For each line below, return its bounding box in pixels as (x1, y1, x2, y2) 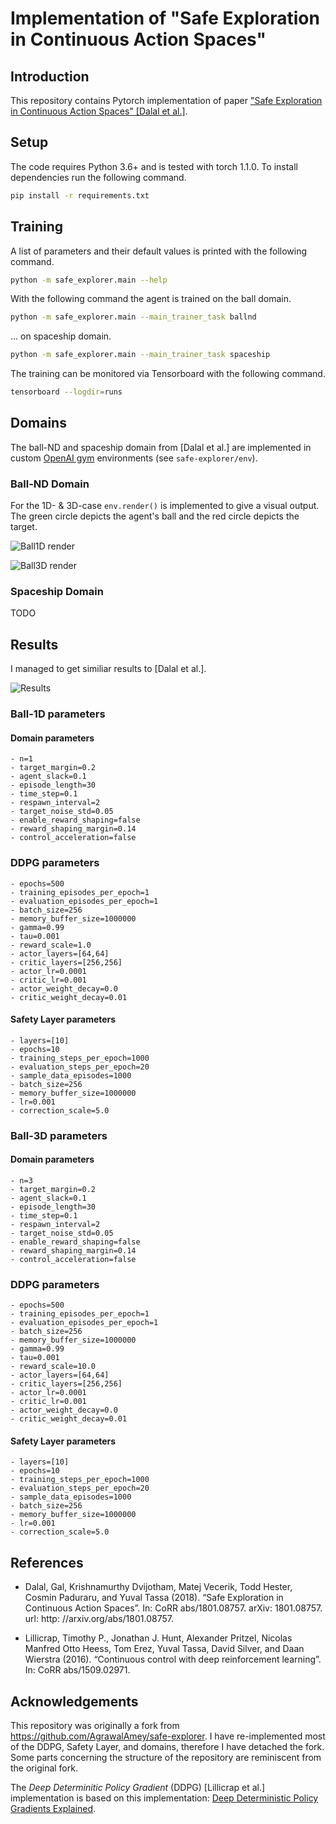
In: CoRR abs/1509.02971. (24, 1664, 131, 1676)
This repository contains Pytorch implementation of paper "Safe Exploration (10, 95, 323, 106)
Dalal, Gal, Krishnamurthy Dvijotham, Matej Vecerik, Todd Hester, (24, 1581, 293, 1593)
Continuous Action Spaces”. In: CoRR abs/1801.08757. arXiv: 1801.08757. (24, 1602, 323, 1614)
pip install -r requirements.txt (10, 190, 150, 201)
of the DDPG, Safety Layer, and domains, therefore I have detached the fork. (10, 1741, 325, 1753)
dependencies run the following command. (10, 171, 187, 183)
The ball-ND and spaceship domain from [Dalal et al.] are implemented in (10, 441, 312, 453)
